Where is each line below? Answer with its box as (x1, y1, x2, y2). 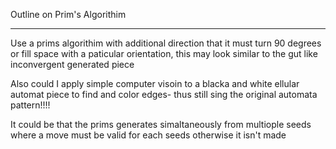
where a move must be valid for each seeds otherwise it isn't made (10, 129, 287, 141)
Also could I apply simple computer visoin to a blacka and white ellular (10, 78, 300, 89)
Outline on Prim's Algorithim (10, 9, 127, 20)
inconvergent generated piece (10, 59, 135, 70)
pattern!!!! (10, 99, 51, 111)
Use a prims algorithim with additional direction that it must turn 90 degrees (10, 37, 322, 49)
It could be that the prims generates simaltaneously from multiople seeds (10, 119, 312, 130)
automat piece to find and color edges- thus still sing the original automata (10, 89, 318, 100)
